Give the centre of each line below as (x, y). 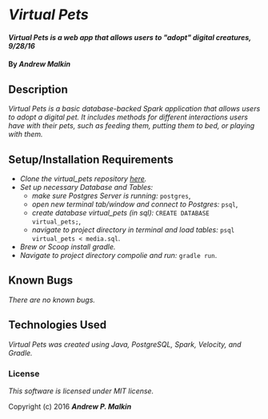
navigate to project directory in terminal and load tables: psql (133, 230)
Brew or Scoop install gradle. (68, 247)
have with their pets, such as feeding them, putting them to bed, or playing (132, 126)
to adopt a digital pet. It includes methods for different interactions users (128, 117)
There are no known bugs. (52, 300)
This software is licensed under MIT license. (81, 391)
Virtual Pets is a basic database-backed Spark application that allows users (134, 109)
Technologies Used (57, 325)
